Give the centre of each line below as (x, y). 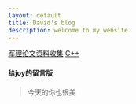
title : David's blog (42, 23)
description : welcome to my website (68, 30)
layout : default (35, 15)
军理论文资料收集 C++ (44, 54)
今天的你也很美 (51, 92)
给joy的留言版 (31, 72)
